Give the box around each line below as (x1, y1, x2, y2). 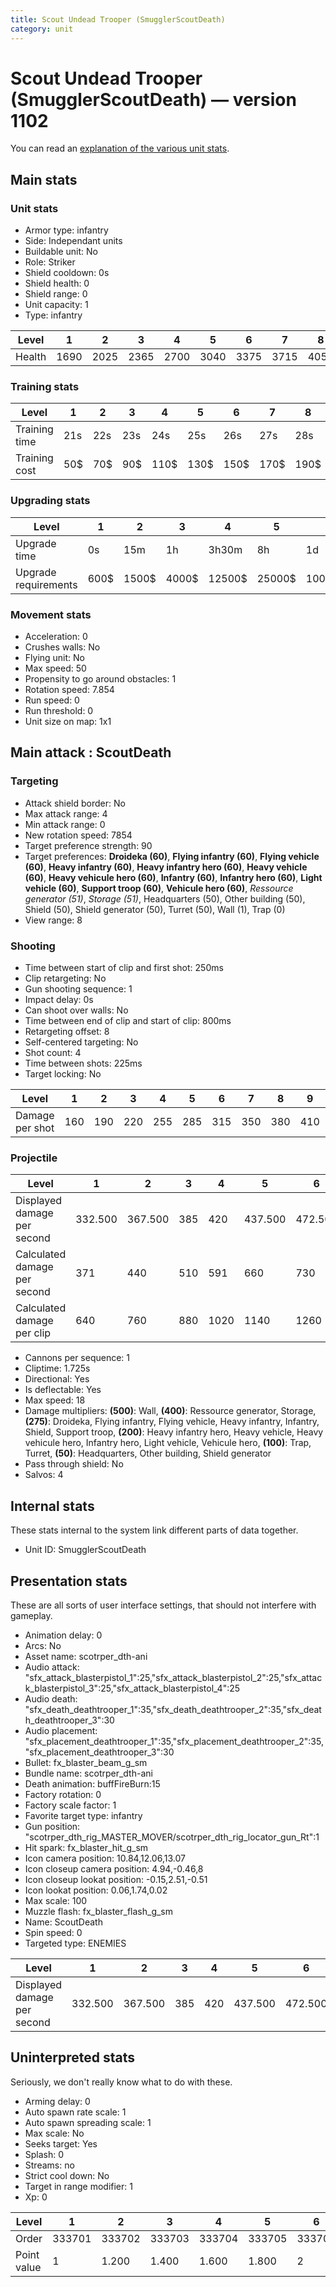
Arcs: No (24, 1639, 62, 1651)
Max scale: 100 (24, 1894, 88, 1906)
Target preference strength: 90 (24, 839, 153, 851)
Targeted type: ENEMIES (24, 1937, 127, 1949)
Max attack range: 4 (24, 807, 108, 820)
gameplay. (10, 1609, 53, 1621)
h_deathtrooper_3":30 (24, 1714, 115, 1726)
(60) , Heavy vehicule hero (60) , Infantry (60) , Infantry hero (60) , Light (24, 871, 323, 883)
